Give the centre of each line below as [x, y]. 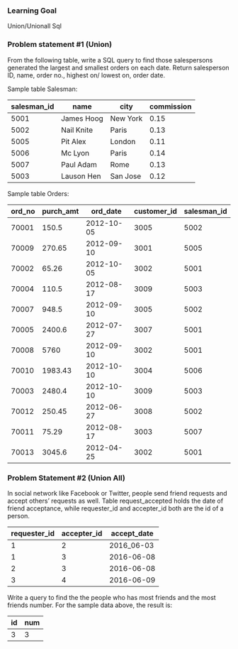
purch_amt [61, 211]
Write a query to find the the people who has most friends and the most [112, 597]
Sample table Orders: [38, 193]
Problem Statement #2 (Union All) [66, 478]
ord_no [23, 211]
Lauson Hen [81, 176]
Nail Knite [77, 130]
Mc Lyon [75, 153]
